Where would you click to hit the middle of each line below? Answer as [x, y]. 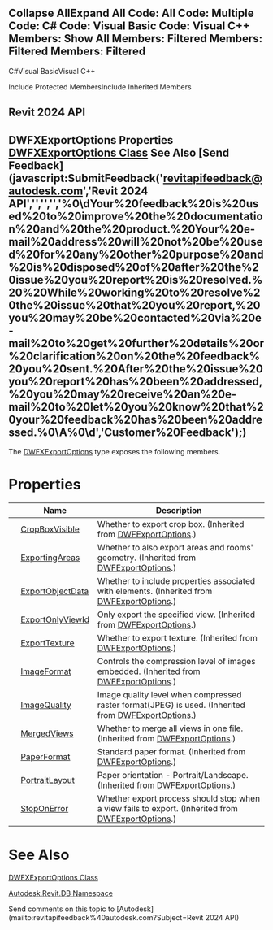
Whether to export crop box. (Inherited [171, 524]
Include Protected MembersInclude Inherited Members [100, 87]
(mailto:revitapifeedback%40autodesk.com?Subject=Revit [106, 917]
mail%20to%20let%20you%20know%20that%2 [136, 407]
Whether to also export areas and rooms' [175, 547]
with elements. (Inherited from [155, 591]
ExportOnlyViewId [55, 619]
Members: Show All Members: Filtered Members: [135, 39]
